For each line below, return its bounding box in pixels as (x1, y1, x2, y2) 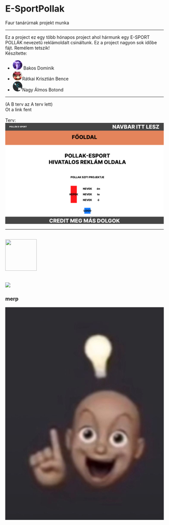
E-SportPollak (5, 3, 65, 15)
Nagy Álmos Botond (22, 87, 64, 93)
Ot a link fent (5, 106, 32, 112)
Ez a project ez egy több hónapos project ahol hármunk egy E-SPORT (5, 34, 150, 40)
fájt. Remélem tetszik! (5, 45, 50, 51)
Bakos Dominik (23, 65, 54, 71)
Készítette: (5, 50, 28, 56)
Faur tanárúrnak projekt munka (5, 20, 69, 26)
